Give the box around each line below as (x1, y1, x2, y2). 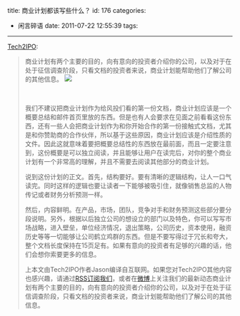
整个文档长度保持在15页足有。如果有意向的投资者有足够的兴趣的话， (24, 241, 226, 250)
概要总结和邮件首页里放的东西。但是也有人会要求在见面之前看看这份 (24, 113, 226, 121)
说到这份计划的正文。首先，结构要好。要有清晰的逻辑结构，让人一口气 (24, 173, 232, 180)
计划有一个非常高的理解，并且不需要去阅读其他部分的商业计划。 (24, 158, 213, 165)
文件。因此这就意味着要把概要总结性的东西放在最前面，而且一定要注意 (24, 140, 232, 148)
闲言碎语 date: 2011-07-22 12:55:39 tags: (17, 21, 139, 30)
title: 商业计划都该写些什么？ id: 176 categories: (7, 6, 146, 14)
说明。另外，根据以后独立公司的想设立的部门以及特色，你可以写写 (31, 215, 226, 223)
